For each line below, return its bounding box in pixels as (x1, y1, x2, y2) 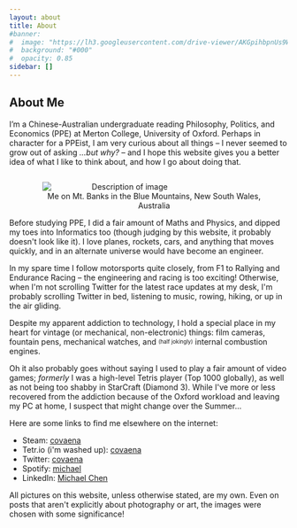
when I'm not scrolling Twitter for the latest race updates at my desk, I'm (9, 281, 273, 292)
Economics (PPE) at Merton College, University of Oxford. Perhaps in (9, 128, 261, 138)
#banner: (9, 29, 42, 38)
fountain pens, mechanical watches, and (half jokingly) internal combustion (9, 336, 268, 346)
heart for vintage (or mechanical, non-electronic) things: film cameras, (9, 327, 265, 338)
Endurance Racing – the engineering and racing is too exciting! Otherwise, (9, 272, 279, 283)
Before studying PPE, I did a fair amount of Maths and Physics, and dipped (9, 217, 281, 228)
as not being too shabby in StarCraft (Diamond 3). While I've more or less (9, 382, 276, 392)
